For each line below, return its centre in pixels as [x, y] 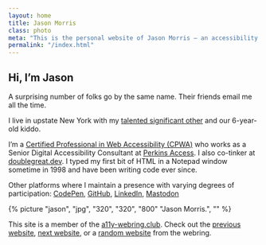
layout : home [30, 16]
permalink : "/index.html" [51, 45]
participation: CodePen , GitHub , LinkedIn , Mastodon [94, 193]
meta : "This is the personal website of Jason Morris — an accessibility [133, 38]
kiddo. [31, 129]
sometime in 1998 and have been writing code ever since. [103, 169]
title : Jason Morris [43, 23]
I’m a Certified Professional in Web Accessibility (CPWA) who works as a [127, 144]
